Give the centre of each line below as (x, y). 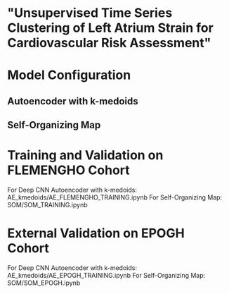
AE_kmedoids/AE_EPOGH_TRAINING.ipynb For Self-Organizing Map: (106, 276)
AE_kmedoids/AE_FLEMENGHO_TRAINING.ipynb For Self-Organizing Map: (115, 197)
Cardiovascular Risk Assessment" (109, 43)
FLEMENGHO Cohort (68, 170)
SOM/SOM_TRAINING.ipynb (47, 205)
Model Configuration (69, 75)
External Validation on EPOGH (96, 233)
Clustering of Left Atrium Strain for (111, 28)
